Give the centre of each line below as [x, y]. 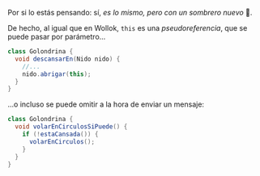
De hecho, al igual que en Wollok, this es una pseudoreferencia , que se [128, 28]
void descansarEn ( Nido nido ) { [68, 59]
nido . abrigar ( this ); [57, 74]
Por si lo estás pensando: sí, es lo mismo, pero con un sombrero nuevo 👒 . [130, 13]
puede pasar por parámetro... [57, 37]
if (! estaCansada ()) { [60, 134]
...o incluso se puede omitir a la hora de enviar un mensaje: [106, 104]
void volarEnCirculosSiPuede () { [71, 127]
